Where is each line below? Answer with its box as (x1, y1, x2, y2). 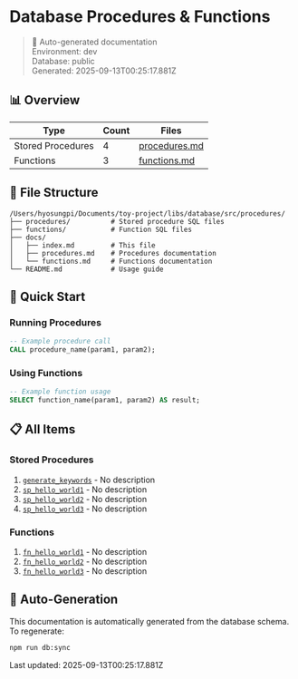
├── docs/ (9, 233, 47, 242)
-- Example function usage (9, 387, 111, 396)
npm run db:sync (9, 643, 71, 652)
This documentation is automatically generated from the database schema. (9, 616, 290, 626)
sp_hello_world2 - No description (22, 493, 148, 504)
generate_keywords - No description (22, 474, 156, 485)
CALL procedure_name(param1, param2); (9, 345, 156, 354)
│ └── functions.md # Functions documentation (9, 257, 213, 266)
